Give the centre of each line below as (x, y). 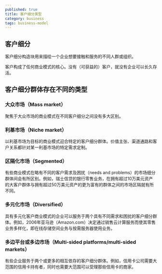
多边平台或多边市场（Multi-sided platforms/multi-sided (71, 242)
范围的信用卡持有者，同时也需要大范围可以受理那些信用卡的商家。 (70, 267)
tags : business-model (27, 23)
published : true (21, 9)
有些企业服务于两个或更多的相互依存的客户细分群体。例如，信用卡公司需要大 (81, 260)
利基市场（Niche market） (36, 130)
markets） (17, 249)
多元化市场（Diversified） (35, 205)
